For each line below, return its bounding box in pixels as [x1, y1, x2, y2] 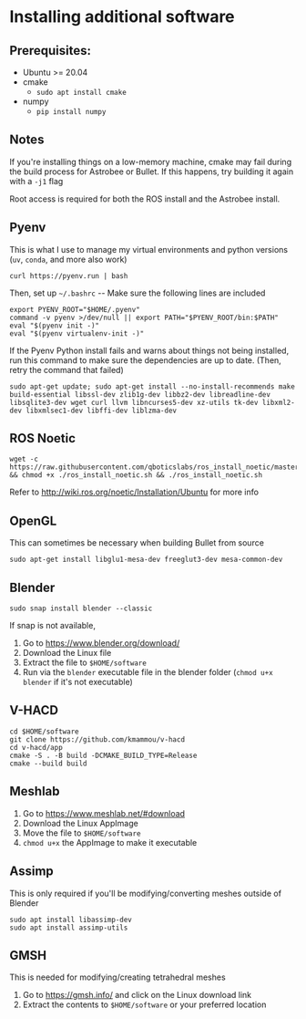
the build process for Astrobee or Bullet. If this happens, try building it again [9, 166, 294, 177]
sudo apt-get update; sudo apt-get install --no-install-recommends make [9, 381, 296, 391]
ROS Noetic [9, 431, 76, 446]
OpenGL [9, 513, 57, 528]
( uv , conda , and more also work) [9, 254, 127, 265]
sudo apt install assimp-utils [9, 923, 128, 932]
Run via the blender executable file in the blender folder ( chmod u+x [22, 667, 273, 678]
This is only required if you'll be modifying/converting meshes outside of [9, 888, 282, 899]
